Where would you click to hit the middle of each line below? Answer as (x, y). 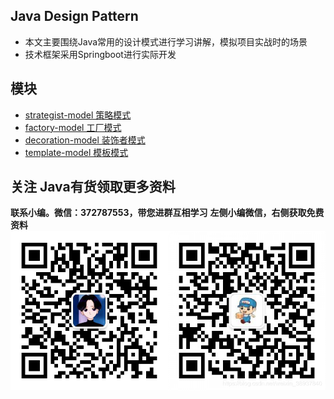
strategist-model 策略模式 (78, 115)
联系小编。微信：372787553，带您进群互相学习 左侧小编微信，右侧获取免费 (167, 213)
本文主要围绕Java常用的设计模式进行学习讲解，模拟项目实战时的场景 (166, 41)
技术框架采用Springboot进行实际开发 (100, 54)
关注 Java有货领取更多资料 (93, 187)
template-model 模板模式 (76, 152)
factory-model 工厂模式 (73, 127)
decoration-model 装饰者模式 (85, 140)
